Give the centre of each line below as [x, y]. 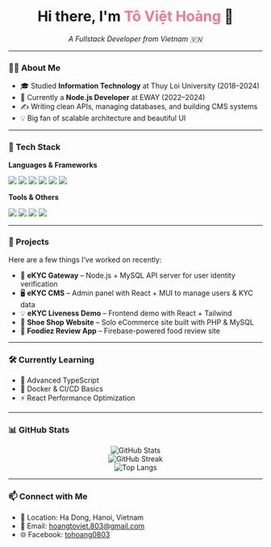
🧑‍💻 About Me [34, 68]
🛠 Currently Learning [52, 360]
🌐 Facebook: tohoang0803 [65, 534]
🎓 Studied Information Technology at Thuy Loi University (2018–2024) [140, 86]
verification [39, 284]
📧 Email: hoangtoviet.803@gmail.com [82, 526]
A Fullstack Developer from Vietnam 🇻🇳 [135, 39]
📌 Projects [29, 242]
